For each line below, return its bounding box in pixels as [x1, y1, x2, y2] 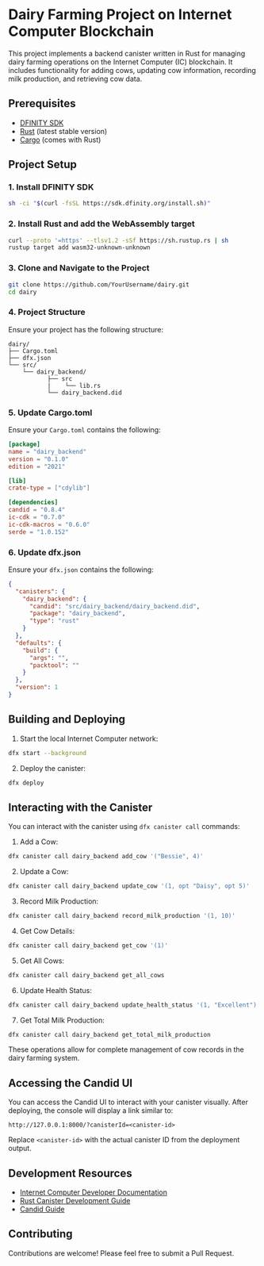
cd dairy [8, 288, 37, 296]
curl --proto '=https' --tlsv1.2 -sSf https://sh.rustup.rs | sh [8, 236, 228, 244]
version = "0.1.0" [8, 455, 69, 463]
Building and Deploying [8, 712, 125, 727]
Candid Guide [19, 1204, 65, 1214]
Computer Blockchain [8, 22, 155, 40]
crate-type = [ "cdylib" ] [8, 484, 90, 493]
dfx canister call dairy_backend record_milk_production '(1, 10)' [8, 912, 236, 920]
